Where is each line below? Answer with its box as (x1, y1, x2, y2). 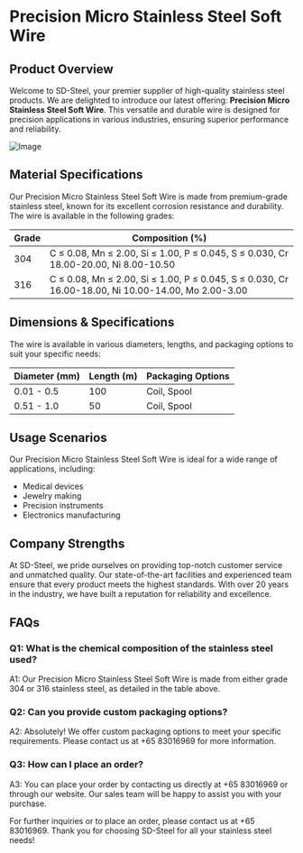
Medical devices (22, 481, 84, 492)
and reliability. (9, 124, 61, 134)
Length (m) (88, 370, 138, 382)
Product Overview (9, 61, 114, 77)
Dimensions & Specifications (9, 315, 175, 330)
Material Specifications (9, 167, 143, 182)
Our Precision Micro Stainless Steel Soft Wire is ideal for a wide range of (9, 454, 278, 465)
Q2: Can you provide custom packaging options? (9, 705, 228, 718)
